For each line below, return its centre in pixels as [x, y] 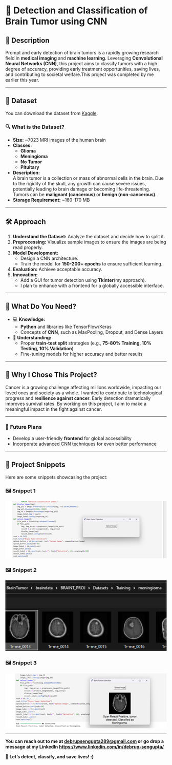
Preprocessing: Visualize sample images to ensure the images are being [89, 242]
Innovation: [25, 275]
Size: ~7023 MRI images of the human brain [59, 140]
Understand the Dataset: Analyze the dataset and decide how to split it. [89, 236]
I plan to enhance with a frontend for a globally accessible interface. [92, 285]
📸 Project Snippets [35, 465]
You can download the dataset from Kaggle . [52, 113]
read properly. [28, 247]
